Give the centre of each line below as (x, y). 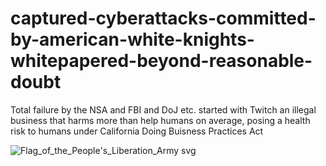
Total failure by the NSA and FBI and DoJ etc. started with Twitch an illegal (163, 109)
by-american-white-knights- (132, 39)
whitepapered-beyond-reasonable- (161, 61)
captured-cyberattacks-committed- (163, 18)
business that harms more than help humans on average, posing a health (160, 120)
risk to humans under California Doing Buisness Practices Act (137, 131)
